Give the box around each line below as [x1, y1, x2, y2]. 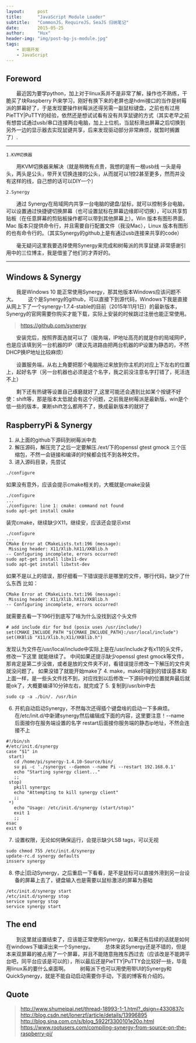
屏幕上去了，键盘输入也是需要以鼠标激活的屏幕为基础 [24, 877, 153, 884]
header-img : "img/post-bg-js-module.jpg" [6, 36, 108, 42]
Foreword [6, 74, 42, 84]
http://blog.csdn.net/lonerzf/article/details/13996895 [20, 1011, 148, 1018]
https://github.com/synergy [20, 322, 86, 329]
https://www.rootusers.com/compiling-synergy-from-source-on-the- [20, 1024, 187, 1031]
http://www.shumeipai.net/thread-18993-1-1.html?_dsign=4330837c [20, 1005, 185, 1012]
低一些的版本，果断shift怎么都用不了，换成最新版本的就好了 [6, 403, 150, 410]
